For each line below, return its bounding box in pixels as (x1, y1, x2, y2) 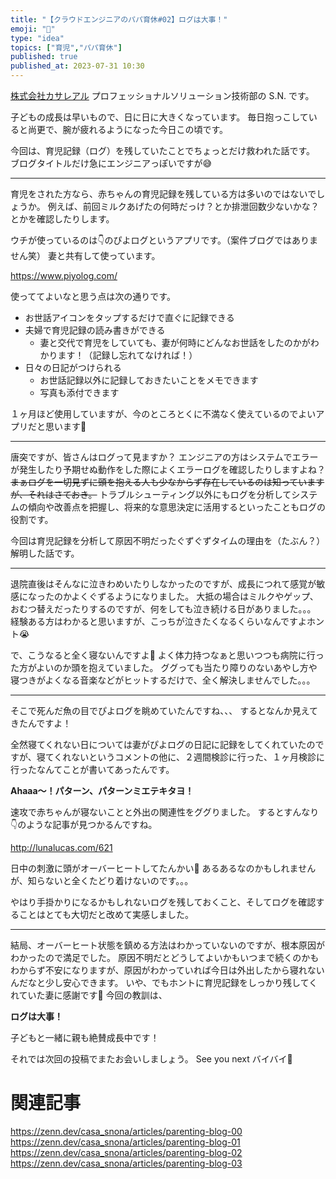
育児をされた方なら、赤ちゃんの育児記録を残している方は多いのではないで (10, 188, 317, 200)
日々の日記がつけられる (24, 362, 122, 373)
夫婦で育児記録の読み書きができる (24, 324, 166, 336)
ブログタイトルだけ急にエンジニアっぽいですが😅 (10, 157, 213, 169)
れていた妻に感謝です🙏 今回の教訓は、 (10, 989, 168, 1001)
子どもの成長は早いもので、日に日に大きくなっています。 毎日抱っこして (10, 111, 309, 123)
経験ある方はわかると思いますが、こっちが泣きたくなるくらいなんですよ (10, 616, 308, 627)
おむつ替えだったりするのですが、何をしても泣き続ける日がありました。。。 (10, 603, 317, 615)
